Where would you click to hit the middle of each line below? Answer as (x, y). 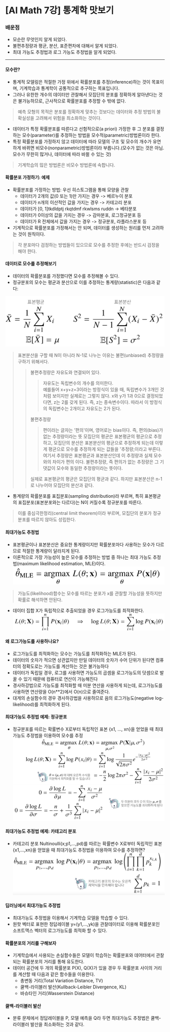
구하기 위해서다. (33, 362)
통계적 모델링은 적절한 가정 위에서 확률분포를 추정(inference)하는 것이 (81, 82)
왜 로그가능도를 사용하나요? (32, 641)
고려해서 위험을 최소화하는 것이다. (69, 118)
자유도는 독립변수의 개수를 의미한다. (78, 383)
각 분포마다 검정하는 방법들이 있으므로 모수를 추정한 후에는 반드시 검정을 (89, 245)
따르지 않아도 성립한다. (54, 520)
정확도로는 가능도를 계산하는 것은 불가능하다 (65, 666)
